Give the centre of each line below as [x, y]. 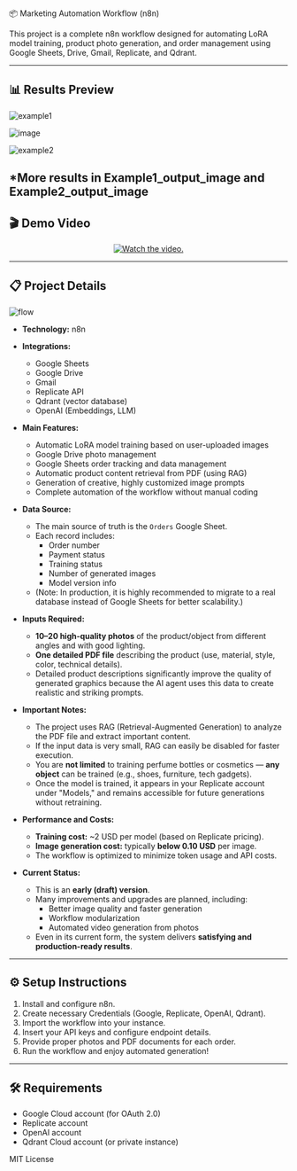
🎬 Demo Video [50, 223]
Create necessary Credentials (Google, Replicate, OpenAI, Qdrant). [144, 1013]
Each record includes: [75, 535]
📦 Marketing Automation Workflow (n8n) [84, 13]
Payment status [77, 554]
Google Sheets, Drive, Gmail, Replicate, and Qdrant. [103, 53]
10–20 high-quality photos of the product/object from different [151, 636]
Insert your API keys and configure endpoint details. [117, 1032]
